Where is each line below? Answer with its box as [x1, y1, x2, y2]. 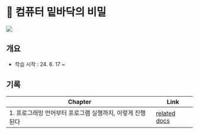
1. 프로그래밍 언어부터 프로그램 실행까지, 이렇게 [9, 109, 133, 117]
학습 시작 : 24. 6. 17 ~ [14, 60, 66, 68]
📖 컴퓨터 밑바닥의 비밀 [6, 5, 107, 19]
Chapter [68, 97, 92, 106]
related [156, 109, 176, 117]
